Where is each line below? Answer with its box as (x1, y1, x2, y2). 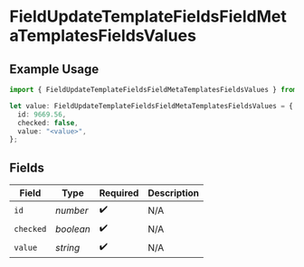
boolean (55, 223, 90, 235)
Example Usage (9, 61, 100, 77)
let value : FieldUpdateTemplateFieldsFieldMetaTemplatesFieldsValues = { (9, 101, 294, 110)
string (55, 241, 81, 253)
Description (147, 187, 200, 199)
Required (99, 187, 139, 199)
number (55, 204, 89, 216)
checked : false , (17, 118, 79, 127)
